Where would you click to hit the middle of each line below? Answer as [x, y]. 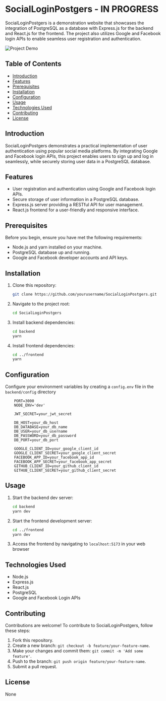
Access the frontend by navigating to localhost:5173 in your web [79, 544]
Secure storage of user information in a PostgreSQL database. [76, 199]
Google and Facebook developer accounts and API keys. [70, 258]
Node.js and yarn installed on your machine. [57, 247]
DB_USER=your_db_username [41, 432]
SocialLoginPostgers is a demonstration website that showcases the [75, 23]
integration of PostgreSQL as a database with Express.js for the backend [79, 28]
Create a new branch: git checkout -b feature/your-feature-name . [81, 645]
